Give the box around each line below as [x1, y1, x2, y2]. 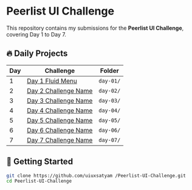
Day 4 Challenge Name [27, 106, 93, 115]
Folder [100, 66, 120, 75]
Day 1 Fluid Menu [27, 76, 77, 85]
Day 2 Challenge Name [27, 86, 93, 95]
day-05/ [98, 117, 121, 124]
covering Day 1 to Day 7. [6, 30, 67, 38]
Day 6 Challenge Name [27, 126, 93, 134]
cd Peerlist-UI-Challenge [6, 178, 72, 185]
